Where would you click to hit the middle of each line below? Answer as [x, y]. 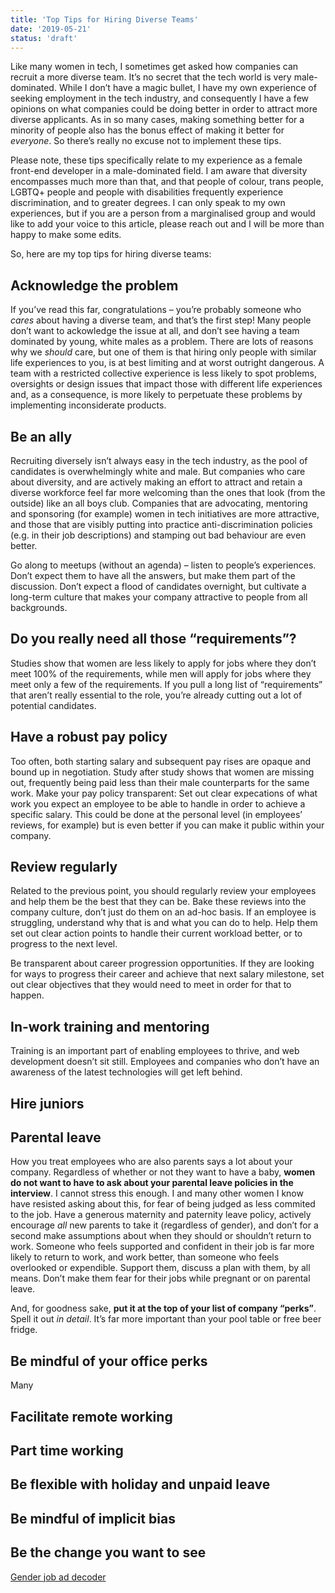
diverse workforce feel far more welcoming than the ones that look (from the [168, 492]
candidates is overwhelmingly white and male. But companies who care [158, 471]
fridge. [24, 1330]
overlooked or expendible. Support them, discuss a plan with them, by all [160, 1268]
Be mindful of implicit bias [93, 1518]
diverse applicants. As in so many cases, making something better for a [157, 120]
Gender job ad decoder [58, 1577]
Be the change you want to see [108, 1552]
